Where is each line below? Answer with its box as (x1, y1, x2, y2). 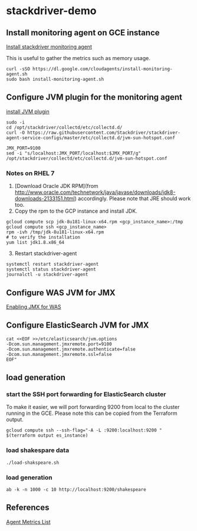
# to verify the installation (6, 235, 81, 240)
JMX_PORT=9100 (6, 145, 41, 151)
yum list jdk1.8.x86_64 (6, 240, 65, 246)
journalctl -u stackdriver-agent (6, 272, 88, 278)
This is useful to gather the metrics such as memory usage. (6, 55, 150, 61)
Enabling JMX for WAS (6, 303, 61, 310)
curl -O (6, 130, 25, 136)
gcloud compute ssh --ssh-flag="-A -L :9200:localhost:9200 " (6, 427, 162, 434)
